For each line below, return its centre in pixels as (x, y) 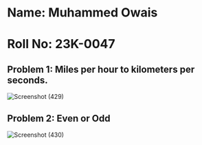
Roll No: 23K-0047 (61, 44)
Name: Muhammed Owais (82, 13)
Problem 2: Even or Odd (59, 118)
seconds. (27, 80)
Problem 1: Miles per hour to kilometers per (101, 69)
